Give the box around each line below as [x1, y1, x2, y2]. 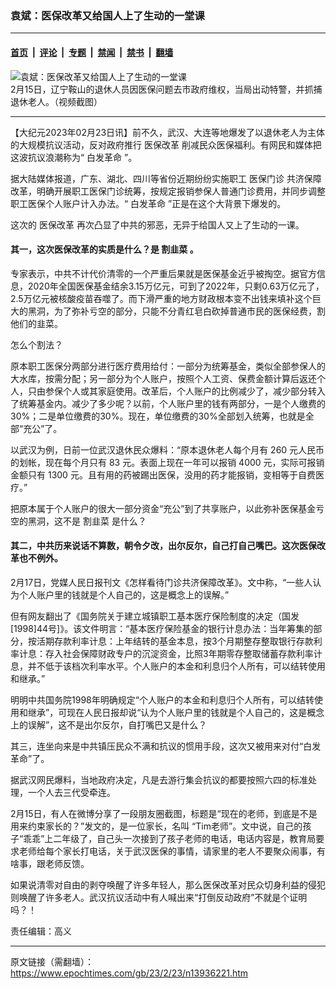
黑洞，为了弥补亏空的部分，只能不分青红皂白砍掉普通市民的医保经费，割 [27, 305, 326, 317]
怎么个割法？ [10, 338, 63, 351]
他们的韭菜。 [10, 317, 63, 329]
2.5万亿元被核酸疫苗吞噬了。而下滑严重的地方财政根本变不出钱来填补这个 [10, 292, 313, 304]
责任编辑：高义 [10, 925, 72, 937]
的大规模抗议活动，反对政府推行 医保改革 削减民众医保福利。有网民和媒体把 [10, 138, 322, 151]
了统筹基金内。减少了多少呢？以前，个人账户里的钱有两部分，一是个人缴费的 [10, 397, 326, 409]
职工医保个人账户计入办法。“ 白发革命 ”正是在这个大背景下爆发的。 [10, 197, 287, 209]
